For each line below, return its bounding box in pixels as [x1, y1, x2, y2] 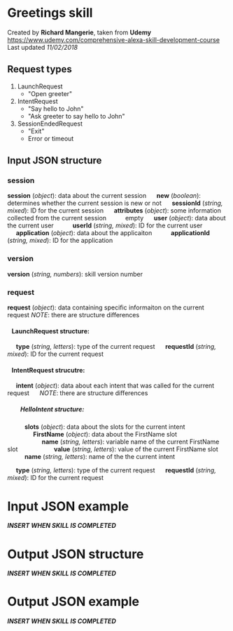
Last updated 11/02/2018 [7, 43, 78, 51]
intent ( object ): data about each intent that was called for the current [15, 381, 215, 390]
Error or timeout [27, 134, 74, 142]
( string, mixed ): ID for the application [7, 237, 113, 245]
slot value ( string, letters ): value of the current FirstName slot [7, 445, 218, 453]
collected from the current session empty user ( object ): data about [7, 214, 226, 222]
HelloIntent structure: [20, 405, 85, 413]
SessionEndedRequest [17, 119, 83, 128]
